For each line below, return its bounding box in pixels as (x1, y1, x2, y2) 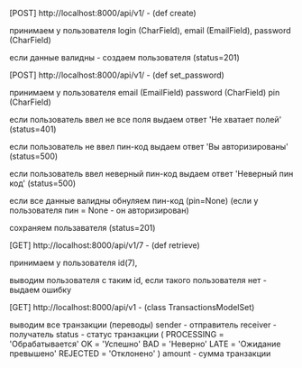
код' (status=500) (9, 178, 77, 189)
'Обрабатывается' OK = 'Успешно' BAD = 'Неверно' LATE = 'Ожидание (9, 338, 281, 349)
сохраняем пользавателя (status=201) (9, 223, 156, 233)
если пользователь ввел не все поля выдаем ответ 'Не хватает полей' (9, 115, 282, 124)
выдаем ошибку (9, 284, 72, 295)
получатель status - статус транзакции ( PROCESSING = (9, 329, 224, 339)
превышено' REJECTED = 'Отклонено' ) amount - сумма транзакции (9, 348, 271, 359)
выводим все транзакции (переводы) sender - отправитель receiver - (9, 319, 278, 330)
